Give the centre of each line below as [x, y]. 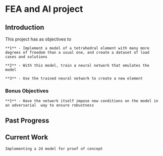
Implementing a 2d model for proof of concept [54, 149]
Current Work [27, 137]
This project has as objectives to [38, 39]
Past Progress [27, 120]
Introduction [25, 27]
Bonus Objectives [27, 91]
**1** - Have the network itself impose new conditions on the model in [82, 101]
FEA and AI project [44, 9]
